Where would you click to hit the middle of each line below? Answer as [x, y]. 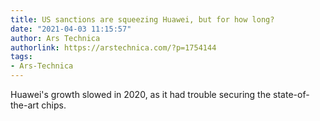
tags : [21, 57]
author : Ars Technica [55, 38]
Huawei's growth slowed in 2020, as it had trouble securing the [141, 94]
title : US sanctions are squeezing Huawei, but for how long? [142, 19]
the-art [25, 105]
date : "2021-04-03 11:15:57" [71, 29]
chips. [54, 105]
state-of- [291, 94]
